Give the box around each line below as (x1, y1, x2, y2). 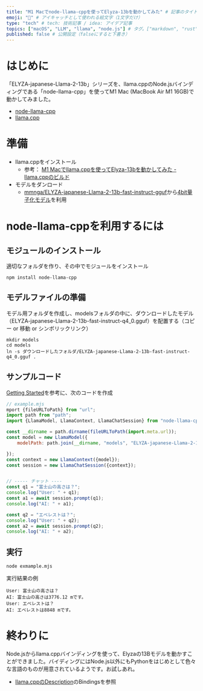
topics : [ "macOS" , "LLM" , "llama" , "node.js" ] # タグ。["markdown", (6, 25, 179, 32)
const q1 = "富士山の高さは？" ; (6, 484, 80, 490)
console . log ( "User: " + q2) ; (6, 517, 80, 524)
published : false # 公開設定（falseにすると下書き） (6, 31, 130, 37)
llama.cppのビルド (24, 174, 70, 180)
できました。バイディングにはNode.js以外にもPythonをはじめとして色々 (16, 658, 196, 665)
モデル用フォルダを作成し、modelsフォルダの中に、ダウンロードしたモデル (6, 310, 194, 317)
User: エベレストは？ (6, 601, 54, 607)
